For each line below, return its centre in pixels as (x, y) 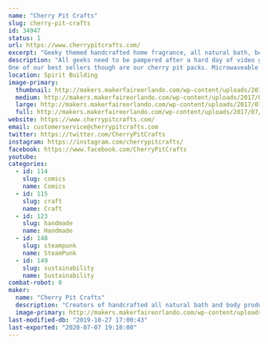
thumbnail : (33, 90)
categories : (28, 164)
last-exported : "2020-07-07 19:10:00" (73, 327)
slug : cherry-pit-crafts (49, 23)
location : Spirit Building (53, 75)
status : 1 (25, 38)
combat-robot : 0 (35, 283)
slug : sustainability (58, 268)
